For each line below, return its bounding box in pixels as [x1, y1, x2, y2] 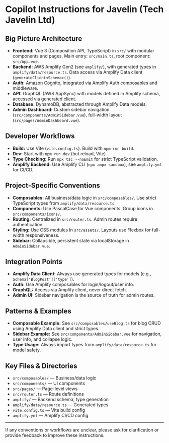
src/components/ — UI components [12, 381, 86, 387]
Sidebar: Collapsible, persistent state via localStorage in [12, 237, 129, 243]
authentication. [12, 221, 44, 227]
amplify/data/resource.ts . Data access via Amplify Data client [12, 69, 143, 75]
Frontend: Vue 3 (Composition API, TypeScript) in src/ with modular [12, 48, 154, 53]
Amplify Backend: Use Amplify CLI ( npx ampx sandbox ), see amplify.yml [12, 161, 162, 167]
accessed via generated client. [12, 96, 76, 102]
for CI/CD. [12, 166, 34, 172]
